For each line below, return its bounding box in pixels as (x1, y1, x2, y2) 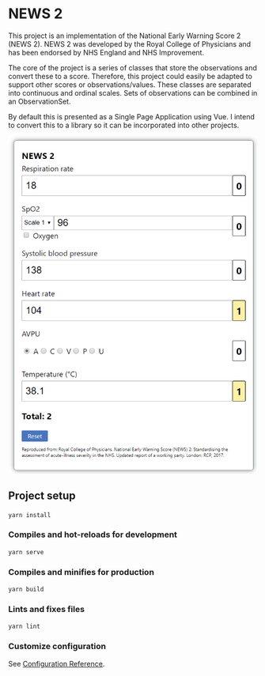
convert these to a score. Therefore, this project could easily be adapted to (8, 71, 253, 81)
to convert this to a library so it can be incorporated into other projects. (8, 120, 240, 130)
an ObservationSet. (8, 96, 71, 106)
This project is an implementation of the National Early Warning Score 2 (8, 31, 241, 40)
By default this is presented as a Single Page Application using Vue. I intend (8, 111, 256, 121)
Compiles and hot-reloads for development (8, 529, 178, 540)
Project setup (8, 489, 77, 503)
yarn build (8, 586, 44, 594)
